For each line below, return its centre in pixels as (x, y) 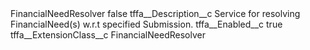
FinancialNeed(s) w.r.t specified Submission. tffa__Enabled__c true (146, 24)
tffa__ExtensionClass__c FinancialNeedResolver (108, 35)
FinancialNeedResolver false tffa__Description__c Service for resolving (155, 13)
